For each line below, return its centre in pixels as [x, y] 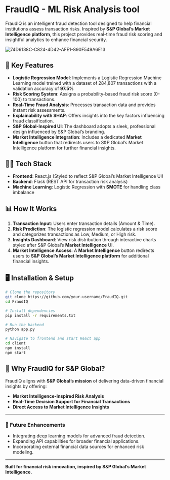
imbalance [23, 192]
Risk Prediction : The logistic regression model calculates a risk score [85, 229]
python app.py [20, 329]
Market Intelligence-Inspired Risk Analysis [58, 396]
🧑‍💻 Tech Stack [29, 164]
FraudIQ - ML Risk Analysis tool [73, 9]
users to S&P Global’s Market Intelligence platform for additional [81, 256]
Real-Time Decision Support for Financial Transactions [71, 401]
